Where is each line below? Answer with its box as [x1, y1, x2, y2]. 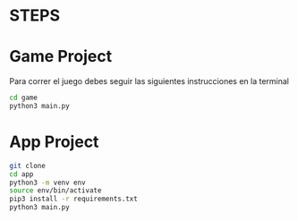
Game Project [9, 47, 113, 67]
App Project [9, 132, 99, 152]
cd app [9, 169, 34, 179]
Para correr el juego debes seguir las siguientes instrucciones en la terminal [9, 76, 289, 87]
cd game [9, 93, 38, 103]
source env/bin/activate [9, 186, 102, 195]
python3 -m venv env [9, 178, 87, 187]
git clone [9, 161, 47, 170]
